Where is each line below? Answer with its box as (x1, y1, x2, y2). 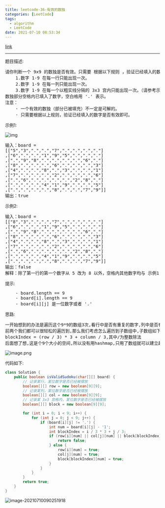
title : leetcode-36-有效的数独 (5, 7, 65, 12)
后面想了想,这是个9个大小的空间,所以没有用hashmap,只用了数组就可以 (5, 340, 150, 346)
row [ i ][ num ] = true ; (57, 448, 100, 452)
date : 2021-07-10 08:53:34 (5, 30, 60, 35)
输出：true (5, 193, 28, 198)
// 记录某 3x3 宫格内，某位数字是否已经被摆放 (23, 397, 107, 402)
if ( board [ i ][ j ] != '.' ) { (40, 420, 96, 425)
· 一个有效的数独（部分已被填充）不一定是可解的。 (15, 106, 120, 111)
